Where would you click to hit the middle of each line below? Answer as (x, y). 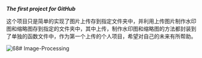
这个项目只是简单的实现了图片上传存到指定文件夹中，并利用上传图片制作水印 (101, 21)
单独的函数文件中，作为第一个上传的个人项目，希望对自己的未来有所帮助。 (104, 36)
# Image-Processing (44, 48)
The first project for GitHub (41, 9)
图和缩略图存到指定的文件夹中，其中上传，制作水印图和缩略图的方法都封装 (99, 29)
